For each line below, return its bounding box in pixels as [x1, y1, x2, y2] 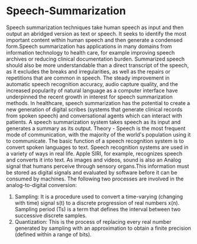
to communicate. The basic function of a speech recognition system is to [6, 137, 185, 144]
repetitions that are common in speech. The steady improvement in [6, 74, 170, 81]
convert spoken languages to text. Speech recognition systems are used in [6, 144, 189, 151]
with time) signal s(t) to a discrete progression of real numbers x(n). [14, 199, 180, 206]
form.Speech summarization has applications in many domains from [6, 43, 172, 50]
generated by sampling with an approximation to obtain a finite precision [14, 224, 191, 232]
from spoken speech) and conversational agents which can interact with [6, 112, 182, 119]
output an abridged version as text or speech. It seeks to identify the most [6, 30, 187, 37]
